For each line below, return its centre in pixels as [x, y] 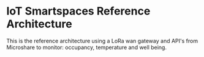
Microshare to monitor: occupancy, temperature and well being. [87, 47]
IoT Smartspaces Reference [78, 11]
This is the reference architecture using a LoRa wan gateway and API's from [102, 41]
